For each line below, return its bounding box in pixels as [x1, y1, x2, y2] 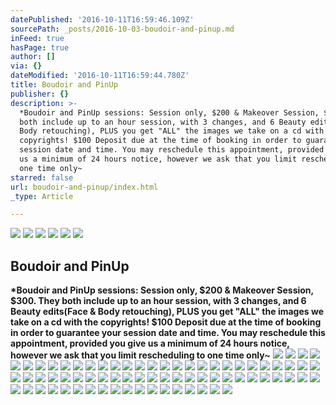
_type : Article [10, 191, 74, 201]
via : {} [10, 61, 43, 71]
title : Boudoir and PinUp [10, 80, 118, 90]
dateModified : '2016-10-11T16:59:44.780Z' [10, 71, 190, 81]
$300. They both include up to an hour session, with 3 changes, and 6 [10, 295, 307, 307]
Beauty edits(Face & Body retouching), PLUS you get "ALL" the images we [10, 306, 324, 318]
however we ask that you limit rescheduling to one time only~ [10, 349, 271, 361]
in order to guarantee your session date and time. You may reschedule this [10, 327, 326, 339]
